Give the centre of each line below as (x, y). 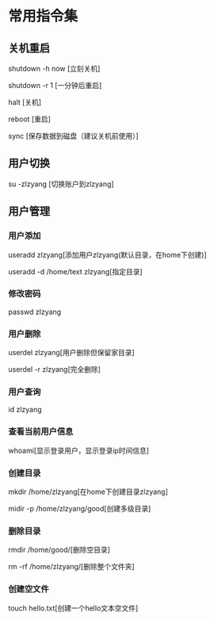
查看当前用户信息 (41, 431)
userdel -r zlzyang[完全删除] (55, 369)
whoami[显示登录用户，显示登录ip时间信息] (78, 450)
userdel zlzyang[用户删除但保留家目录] (71, 353)
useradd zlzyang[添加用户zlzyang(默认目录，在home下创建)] (108, 255)
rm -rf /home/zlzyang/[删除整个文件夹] (71, 567)
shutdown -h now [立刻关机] (54, 69)
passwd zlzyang (35, 312)
